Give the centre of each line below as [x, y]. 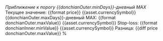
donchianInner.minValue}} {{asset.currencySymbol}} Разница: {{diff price [81, 28]
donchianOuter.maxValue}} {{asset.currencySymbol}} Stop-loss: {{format [81, 23]
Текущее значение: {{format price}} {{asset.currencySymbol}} [71, 12]
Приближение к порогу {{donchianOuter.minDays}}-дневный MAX [76, 7]
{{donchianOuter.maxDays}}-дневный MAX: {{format [60, 18]
